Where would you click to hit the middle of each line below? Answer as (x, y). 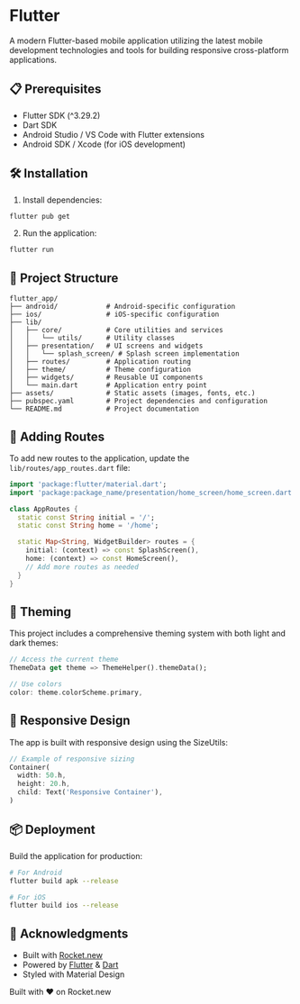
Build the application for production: (76, 855)
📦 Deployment (53, 830)
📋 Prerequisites (55, 90)
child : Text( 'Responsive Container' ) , (91, 792)
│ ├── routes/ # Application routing (100, 362)
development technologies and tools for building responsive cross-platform (149, 50)
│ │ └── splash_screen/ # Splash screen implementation (125, 354)
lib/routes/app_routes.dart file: (70, 467)
